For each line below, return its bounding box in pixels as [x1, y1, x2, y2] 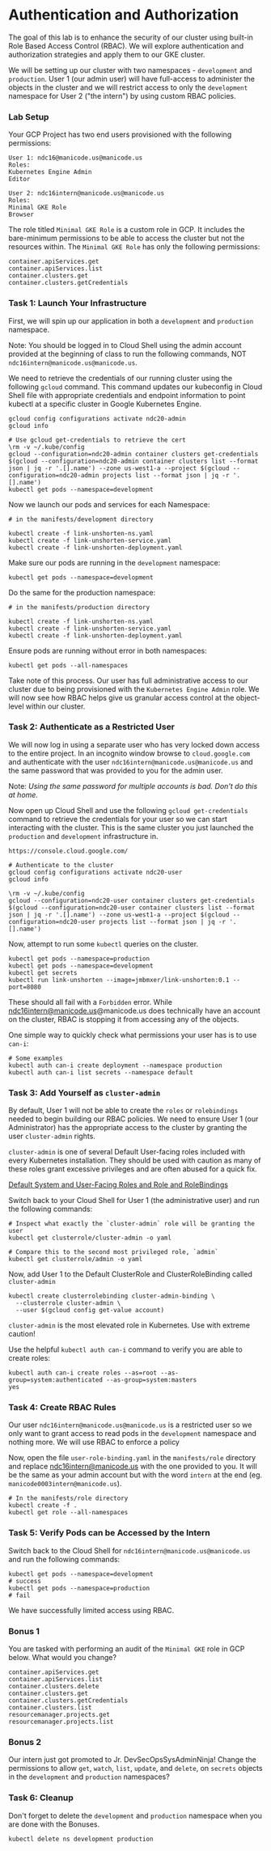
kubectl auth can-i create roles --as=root [8, 1369, 158, 1377]
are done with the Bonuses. [8, 1819, 100, 1829]
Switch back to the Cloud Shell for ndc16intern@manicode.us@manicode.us [8, 1545, 251, 1555]
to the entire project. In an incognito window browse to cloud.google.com [8, 748, 251, 758]
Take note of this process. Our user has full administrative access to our [8, 676, 248, 685]
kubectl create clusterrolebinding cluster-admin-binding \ [8, 1292, 216, 1300]
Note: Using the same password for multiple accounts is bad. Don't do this [8, 781, 258, 790]
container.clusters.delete [8, 1683, 100, 1691]
